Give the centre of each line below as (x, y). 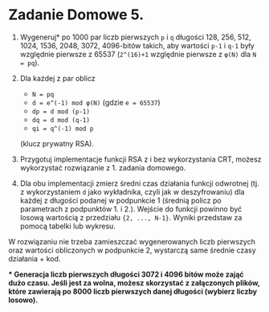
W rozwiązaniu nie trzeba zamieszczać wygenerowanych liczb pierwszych (132, 241)
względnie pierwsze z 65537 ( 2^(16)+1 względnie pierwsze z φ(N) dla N (138, 54)
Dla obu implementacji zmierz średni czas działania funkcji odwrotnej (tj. (139, 183)
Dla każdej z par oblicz (57, 78)
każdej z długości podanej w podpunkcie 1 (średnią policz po (121, 200)
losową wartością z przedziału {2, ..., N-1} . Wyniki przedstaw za (131, 217)
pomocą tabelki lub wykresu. (68, 226)
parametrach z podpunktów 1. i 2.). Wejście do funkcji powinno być (131, 209)
